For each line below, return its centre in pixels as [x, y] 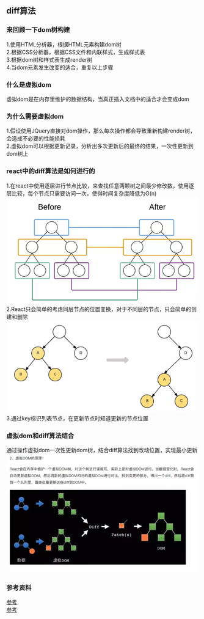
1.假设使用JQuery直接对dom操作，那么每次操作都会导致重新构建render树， [101, 131]
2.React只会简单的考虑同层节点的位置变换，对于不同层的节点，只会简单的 [99, 309]
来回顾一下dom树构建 [38, 30]
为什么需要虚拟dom [35, 116]
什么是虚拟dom [29, 84]
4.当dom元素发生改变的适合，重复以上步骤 [60, 67]
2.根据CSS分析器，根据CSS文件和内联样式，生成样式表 [76, 52]
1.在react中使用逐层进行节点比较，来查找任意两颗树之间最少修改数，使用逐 [100, 186]
